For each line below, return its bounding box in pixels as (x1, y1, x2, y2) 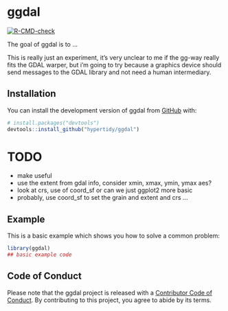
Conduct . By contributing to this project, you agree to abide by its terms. (7, 296, 212, 304)
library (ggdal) (7, 245, 51, 252)
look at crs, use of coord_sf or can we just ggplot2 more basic (16, 186, 193, 194)
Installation (7, 88, 56, 100)
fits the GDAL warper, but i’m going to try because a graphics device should (7, 60, 222, 69)
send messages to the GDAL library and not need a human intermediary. (7, 68, 212, 76)
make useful (16, 172, 53, 180)
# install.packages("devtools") (7, 119, 100, 126)
